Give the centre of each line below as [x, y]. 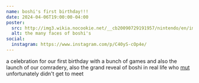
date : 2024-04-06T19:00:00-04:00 [47, 17]
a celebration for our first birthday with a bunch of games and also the [92, 61]
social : [16, 39]
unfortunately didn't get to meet [45, 74]
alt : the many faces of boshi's [52, 34]
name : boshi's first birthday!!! [47, 11]
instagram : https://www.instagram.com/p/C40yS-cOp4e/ [79, 45]
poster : [16, 22]
